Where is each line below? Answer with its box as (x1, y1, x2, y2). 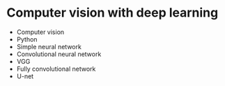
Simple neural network (16, 42, 82, 51)
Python (16, 35, 38, 43)
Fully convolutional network (16, 64, 96, 73)
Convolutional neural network (16, 50, 102, 58)
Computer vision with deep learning (6, 5, 219, 21)
